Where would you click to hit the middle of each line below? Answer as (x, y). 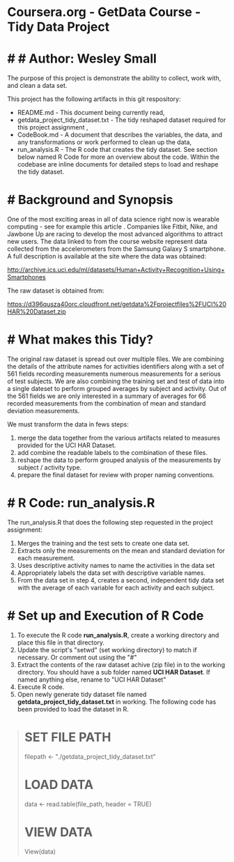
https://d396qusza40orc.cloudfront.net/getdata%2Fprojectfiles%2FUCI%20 (117, 305)
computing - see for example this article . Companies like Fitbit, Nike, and (112, 226)
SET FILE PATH (68, 738)
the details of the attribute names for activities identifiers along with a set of (116, 366)
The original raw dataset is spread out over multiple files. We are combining (116, 359)
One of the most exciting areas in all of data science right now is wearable (114, 220)
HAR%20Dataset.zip (37, 311)
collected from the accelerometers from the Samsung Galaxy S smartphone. (117, 249)
